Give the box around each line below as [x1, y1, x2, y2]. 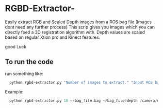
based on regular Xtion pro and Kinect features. [5, 34, 100, 40]
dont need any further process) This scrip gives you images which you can [5, 24, 155, 30]
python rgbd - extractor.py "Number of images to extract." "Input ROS [9, 80, 153, 85]
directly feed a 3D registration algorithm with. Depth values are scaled [5, 29, 145, 35]
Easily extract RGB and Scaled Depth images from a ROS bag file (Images [5, 19, 152, 25]
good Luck [5, 44, 27, 49]
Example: [5, 89, 24, 94]
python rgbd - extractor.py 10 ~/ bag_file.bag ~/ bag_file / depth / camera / [9, 98, 158, 103]
